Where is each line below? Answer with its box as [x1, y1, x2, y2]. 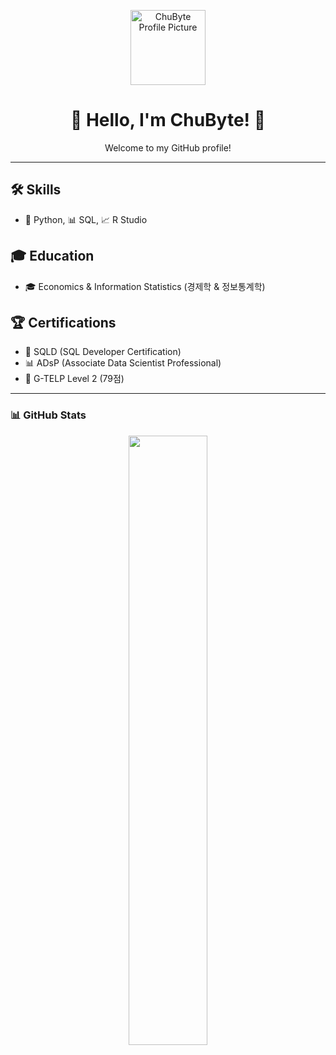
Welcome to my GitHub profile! [104, 141, 232, 154]
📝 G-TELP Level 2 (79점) [24, 373, 125, 385]
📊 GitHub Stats [10, 408, 87, 422]
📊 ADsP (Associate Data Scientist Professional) [24, 357, 222, 369]
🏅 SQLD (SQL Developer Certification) [24, 346, 182, 358]
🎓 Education [10, 248, 95, 265]
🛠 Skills [10, 181, 62, 199]
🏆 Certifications [10, 314, 117, 331]
